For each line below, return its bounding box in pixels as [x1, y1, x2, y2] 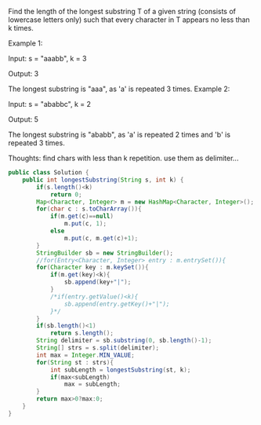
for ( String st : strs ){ [36, 358, 114, 366]
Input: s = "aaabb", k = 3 [8, 54, 87, 63]
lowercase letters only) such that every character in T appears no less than [8, 15, 251, 24]
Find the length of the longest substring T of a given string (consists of [8, 7, 237, 16]
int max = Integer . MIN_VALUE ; [36, 351, 135, 359]
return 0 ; [49, 190, 82, 199]
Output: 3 [8, 69, 39, 78]
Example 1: [8, 38, 43, 48]
